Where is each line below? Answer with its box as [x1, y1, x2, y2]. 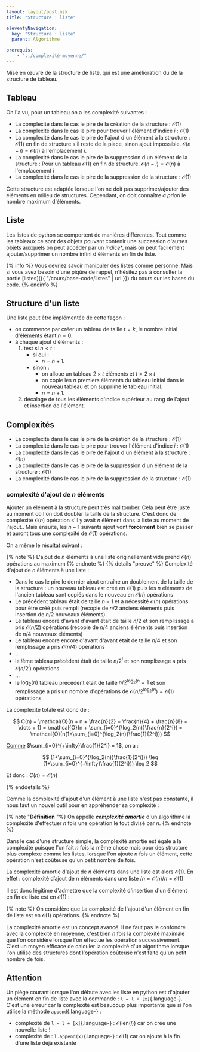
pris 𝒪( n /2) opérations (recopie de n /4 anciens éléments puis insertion [14, 624, 188, 631]
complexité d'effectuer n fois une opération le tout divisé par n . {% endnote [6, 819, 192, 827]
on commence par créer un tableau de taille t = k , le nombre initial [14, 326, 178, 333]
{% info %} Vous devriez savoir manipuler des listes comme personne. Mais [6, 262, 193, 269]
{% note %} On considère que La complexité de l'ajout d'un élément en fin [6, 905, 189, 912]
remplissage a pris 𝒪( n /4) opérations [14, 643, 106, 651]
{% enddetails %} [6, 783, 50, 791]
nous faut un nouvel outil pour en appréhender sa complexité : [6, 801, 159, 809]
